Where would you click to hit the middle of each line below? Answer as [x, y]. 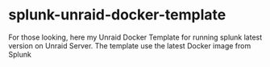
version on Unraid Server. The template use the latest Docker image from [130, 45]
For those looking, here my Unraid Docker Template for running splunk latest [135, 37]
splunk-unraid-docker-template [117, 15]
